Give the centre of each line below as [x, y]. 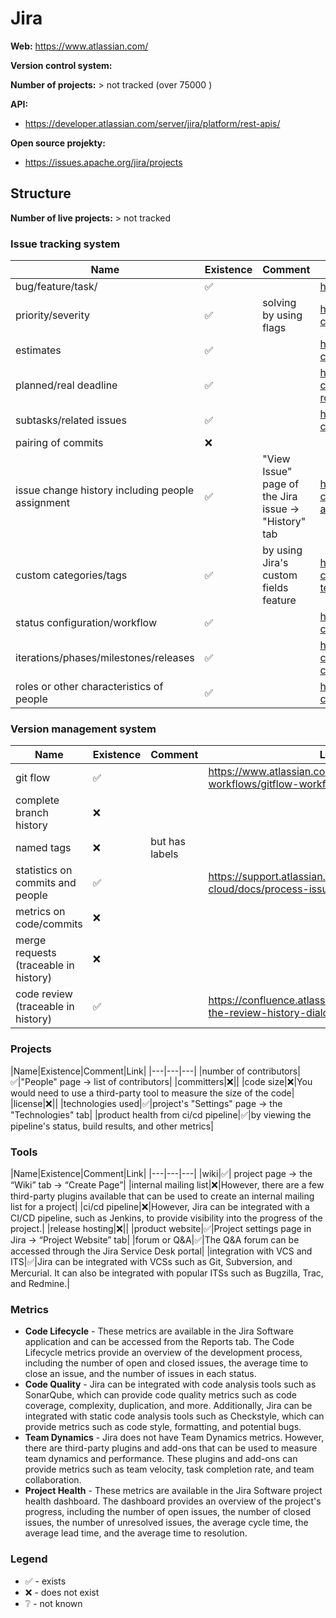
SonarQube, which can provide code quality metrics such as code [161, 1395]
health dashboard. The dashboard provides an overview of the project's [173, 1501]
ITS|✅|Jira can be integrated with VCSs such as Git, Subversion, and [151, 1261]
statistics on [44, 870]
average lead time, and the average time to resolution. [136, 1533]
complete [37, 800]
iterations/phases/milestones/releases [105, 658]
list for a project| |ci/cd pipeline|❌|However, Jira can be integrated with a [160, 1206]
